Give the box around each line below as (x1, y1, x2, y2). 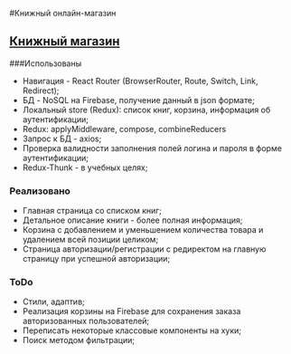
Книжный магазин (9, 33, 120, 49)
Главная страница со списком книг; (22, 206, 163, 216)
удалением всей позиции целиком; (22, 234, 159, 245)
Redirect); (22, 85, 60, 96)
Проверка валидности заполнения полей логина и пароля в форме (22, 142, 283, 153)
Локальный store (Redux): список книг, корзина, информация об (22, 104, 271, 115)
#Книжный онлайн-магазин (9, 8, 117, 18)
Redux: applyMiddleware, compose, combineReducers (22, 123, 227, 134)
